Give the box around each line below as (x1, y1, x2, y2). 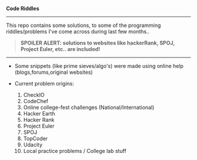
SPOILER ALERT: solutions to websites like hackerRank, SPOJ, (20, 39, 175, 46)
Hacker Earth (23, 110, 56, 117)
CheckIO (23, 91, 45, 98)
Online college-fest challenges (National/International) (23, 104, 155, 111)
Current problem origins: (14, 80, 74, 87)
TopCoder (23, 135, 48, 142)
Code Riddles (6, 5, 40, 12)
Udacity (23, 141, 43, 148)
